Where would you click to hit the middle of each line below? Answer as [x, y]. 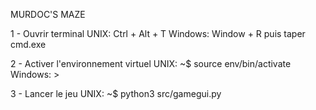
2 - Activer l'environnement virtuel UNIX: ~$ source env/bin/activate [151, 63]
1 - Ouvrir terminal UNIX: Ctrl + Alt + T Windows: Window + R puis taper [158, 33]
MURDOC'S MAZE [48, 14]
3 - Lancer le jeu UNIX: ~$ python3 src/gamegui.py [116, 93]
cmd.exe [28, 44]
